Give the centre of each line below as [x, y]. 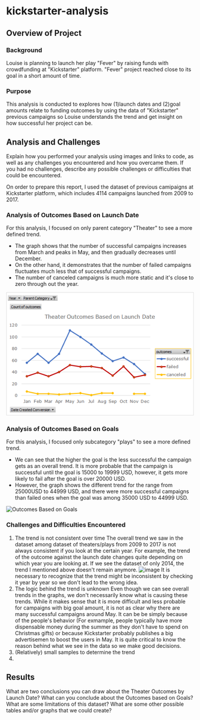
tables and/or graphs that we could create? [59, 710]
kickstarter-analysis [57, 11]
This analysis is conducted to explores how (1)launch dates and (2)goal [93, 104]
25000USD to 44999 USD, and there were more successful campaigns [102, 491]
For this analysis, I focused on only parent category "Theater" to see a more [99, 228]
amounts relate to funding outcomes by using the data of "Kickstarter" [92, 110]
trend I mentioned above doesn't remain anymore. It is [92, 570]
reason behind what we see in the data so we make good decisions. [98, 645]
